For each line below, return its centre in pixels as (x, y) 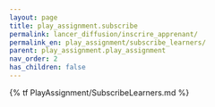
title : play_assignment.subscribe (74, 26)
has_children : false (48, 68)
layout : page (34, 17)
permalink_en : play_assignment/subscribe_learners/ (107, 42)
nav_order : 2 (34, 59)
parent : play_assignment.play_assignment (88, 51)
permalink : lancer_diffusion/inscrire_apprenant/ (104, 34)
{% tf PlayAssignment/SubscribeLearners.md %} (99, 92)
